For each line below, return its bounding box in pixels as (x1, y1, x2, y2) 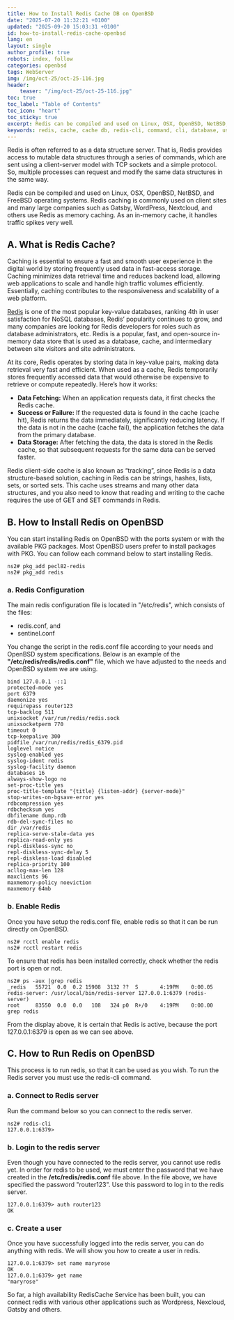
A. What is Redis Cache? (7, 238, 116, 251)
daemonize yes (7, 697, 49, 704)
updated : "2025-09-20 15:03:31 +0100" (7, 23, 120, 30)
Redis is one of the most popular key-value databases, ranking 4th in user (7, 308, 219, 316)
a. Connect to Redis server (7, 1091, 99, 1101)
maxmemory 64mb (7, 886, 52, 893)
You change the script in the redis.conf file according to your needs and (7, 643, 214, 651)
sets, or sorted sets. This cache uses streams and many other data (7, 481, 199, 489)
